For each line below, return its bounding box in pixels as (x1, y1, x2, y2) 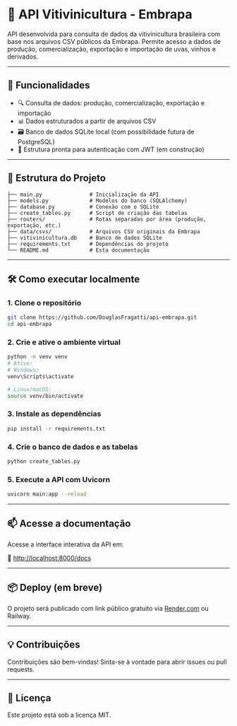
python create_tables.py (7, 458, 80, 465)
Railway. (7, 611, 32, 620)
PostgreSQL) (17, 137, 55, 146)
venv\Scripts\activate (7, 373, 74, 380)
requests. (7, 664, 35, 674)
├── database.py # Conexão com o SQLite (7, 203, 159, 211)
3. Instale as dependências (7, 409, 102, 419)
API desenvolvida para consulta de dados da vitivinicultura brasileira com (7, 30, 221, 38)
